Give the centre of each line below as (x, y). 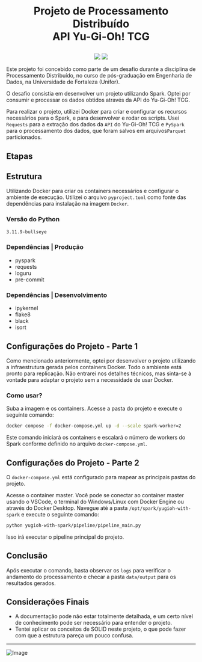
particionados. (24, 137)
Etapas (20, 156)
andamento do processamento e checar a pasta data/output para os (91, 577)
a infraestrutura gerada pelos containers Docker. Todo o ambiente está (94, 367)
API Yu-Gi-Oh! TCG (101, 37)
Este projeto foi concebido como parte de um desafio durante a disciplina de (101, 69)
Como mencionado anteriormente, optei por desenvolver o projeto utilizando (101, 360)
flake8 (23, 314)
